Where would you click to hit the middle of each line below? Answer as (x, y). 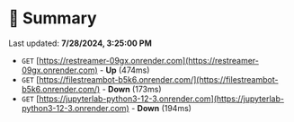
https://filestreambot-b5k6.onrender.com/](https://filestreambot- (159, 79)
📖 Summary (53, 18)
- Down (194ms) (161, 108)
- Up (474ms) (125, 70)
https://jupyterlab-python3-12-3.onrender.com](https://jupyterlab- (162, 99)
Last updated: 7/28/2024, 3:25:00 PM (80, 43)
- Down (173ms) (132, 89)
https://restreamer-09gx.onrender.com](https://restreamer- (149, 60)
